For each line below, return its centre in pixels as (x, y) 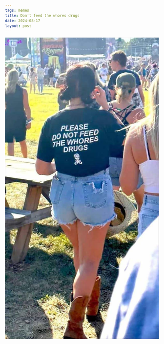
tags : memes (17, 10)
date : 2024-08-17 (23, 21)
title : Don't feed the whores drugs (42, 15)
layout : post (18, 26)
